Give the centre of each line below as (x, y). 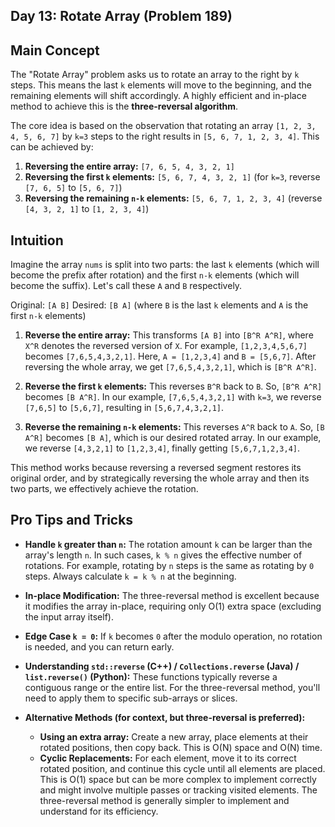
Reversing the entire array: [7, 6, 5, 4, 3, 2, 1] (129, 166)
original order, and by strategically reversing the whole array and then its (160, 478)
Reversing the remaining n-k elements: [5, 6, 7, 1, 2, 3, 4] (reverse (173, 198)
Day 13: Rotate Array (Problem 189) (121, 16)
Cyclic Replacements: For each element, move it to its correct (168, 758)
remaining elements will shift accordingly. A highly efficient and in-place (158, 96)
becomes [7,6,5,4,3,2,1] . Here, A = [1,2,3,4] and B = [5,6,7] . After (170, 356)
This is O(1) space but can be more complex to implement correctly (178, 779)
